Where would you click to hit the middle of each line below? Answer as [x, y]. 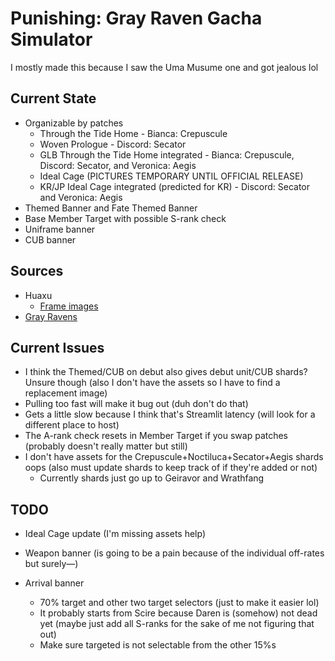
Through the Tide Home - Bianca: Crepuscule [133, 133]
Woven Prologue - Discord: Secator [113, 144]
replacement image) [66, 393]
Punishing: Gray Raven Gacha [136, 18]
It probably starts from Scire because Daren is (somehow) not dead [178, 613]
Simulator [51, 39]
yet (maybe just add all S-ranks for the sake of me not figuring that [177, 624]
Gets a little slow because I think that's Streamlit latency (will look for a [170, 414]
